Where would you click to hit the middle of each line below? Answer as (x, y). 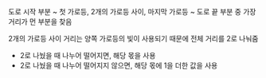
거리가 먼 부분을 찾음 (40, 21)
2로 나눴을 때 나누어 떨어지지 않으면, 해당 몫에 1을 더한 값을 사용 (119, 65)
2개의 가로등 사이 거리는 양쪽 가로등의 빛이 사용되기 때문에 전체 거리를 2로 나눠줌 (133, 39)
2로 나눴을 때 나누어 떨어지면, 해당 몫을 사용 (88, 55)
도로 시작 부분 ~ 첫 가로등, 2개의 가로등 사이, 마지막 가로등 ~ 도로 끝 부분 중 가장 (132, 12)
